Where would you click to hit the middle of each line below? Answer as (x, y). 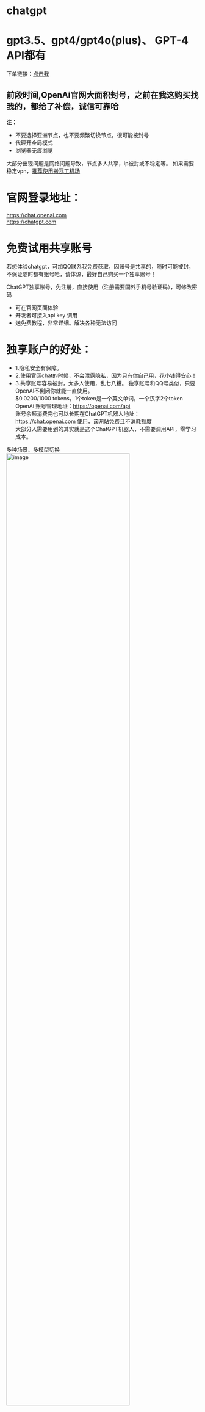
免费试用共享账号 (49, 248)
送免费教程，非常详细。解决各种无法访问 (66, 323)
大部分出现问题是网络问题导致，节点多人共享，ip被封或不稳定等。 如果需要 (100, 163)
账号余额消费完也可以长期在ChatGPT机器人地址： (77, 413)
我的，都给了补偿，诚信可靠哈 (63, 107)
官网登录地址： (44, 198)
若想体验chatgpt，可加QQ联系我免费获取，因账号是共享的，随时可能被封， (100, 266)
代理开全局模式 (34, 143)
